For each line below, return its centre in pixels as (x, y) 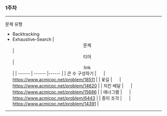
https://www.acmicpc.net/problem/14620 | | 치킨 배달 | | (72, 86)
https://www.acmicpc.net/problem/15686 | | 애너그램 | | (72, 92)
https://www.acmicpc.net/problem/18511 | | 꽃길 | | (67, 80)
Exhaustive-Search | (33, 39)
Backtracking (26, 34)
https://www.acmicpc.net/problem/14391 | (55, 104)
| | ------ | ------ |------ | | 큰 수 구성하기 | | (59, 73)
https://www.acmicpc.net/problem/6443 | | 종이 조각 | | (71, 98)
